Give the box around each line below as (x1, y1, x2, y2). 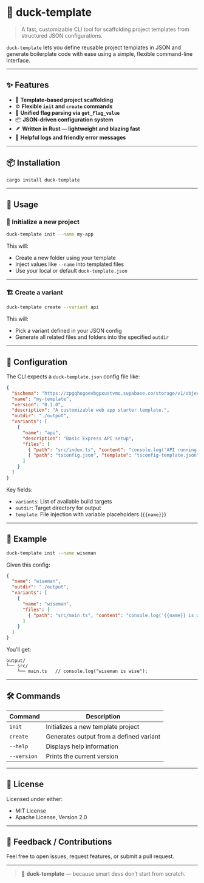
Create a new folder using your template (15, 254, 117, 261)
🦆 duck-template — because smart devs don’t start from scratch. (21, 870, 186, 878)
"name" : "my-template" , (12, 396, 72, 402)
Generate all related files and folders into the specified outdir (15, 333, 169, 341)
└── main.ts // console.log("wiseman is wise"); (17, 668, 148, 675)
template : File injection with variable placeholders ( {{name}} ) (15, 510, 166, 518)
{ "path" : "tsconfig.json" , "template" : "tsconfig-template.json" (28, 452, 200, 459)
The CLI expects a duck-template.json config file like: (6, 373, 141, 380)
